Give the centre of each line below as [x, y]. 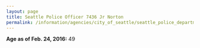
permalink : [20, 22]
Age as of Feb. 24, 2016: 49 [41, 39]
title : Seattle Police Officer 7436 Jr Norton [65, 17]
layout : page [22, 11]
